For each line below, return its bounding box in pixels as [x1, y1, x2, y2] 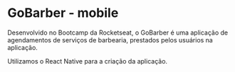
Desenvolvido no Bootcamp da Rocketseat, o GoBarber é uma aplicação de [7, 28, 229, 37]
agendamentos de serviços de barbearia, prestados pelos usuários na [7, 35, 214, 44]
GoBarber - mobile [7, 5, 119, 21]
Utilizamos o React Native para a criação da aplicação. [7, 56, 168, 65]
